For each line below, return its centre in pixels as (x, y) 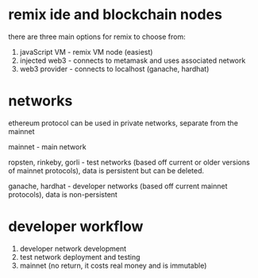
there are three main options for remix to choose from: (97, 37)
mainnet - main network (47, 147)
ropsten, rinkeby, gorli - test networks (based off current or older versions (129, 162)
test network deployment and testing (80, 257)
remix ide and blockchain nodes (115, 15)
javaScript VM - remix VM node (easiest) (86, 52)
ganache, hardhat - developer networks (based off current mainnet (118, 186)
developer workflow (76, 227)
